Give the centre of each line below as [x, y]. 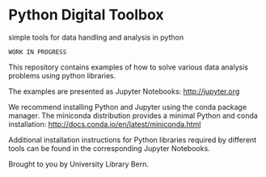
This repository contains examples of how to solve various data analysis [129, 67]
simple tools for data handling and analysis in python [96, 37]
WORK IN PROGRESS [38, 52]
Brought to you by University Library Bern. [79, 164]
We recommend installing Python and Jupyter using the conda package [128, 107]
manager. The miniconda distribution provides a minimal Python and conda [133, 116]
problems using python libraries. [62, 75]
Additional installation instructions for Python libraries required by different [133, 140]
